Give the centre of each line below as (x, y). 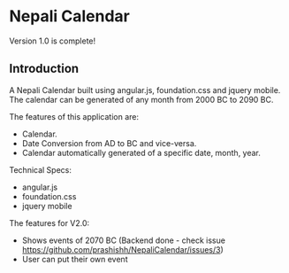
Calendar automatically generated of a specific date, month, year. (141, 152)
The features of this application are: (74, 116)
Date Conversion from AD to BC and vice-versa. (109, 143)
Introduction (44, 69)
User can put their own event (75, 259)
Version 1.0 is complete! (53, 41)
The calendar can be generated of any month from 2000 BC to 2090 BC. (141, 99)
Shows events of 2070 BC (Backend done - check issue (123, 240)
